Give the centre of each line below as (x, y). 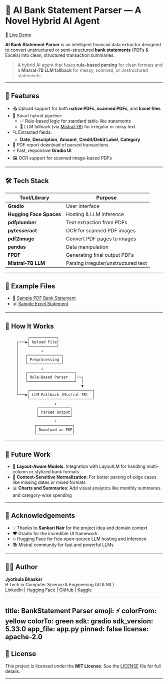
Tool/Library (34, 198)
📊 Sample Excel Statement (40, 304)
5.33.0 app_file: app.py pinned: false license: (77, 629)
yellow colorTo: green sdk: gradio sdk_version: (79, 621)
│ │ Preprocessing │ (40, 360)
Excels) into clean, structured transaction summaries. (60, 55)
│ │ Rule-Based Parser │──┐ (50, 377)
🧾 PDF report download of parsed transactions (60, 144)
